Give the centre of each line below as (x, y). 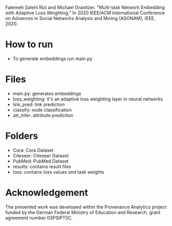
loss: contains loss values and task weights (58, 172)
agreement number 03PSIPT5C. (39, 218)
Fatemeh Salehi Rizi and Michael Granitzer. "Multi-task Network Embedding (85, 7)
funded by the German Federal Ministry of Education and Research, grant (83, 212)
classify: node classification (42, 110)
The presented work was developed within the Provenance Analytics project (86, 207)
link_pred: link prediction (39, 104)
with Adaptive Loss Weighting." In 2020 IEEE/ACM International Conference (85, 13)
